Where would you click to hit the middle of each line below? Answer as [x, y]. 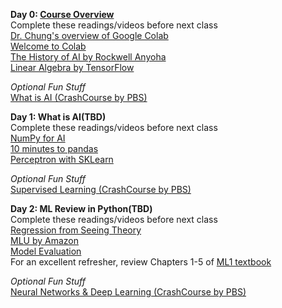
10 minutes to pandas [54, 148]
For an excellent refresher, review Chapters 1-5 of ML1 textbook [141, 262]
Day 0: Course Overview [62, 14]
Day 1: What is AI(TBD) [58, 117]
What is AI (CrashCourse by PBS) [79, 97]
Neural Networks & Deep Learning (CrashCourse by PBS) [128, 292]
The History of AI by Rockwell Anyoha [88, 57]
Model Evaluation [46, 251]
